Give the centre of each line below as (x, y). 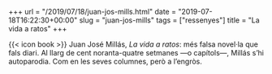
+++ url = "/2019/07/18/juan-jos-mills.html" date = (93, 12)
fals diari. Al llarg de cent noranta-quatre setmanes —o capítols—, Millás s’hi (136, 53)
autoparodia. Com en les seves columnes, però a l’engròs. (106, 61)
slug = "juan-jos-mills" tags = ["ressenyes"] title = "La (169, 20)
